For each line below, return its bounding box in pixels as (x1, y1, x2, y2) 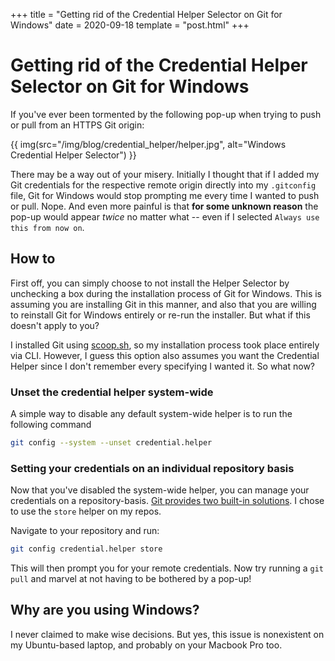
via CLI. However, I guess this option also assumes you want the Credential (10, 349, 320, 361)
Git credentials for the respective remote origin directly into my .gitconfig (10, 179, 317, 191)
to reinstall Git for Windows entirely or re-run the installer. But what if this (10, 309, 311, 321)
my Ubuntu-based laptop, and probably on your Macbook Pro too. (10, 639, 283, 651)
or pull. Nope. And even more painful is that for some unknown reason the (10, 200, 319, 212)
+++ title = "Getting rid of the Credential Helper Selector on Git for (10, 9, 283, 20)
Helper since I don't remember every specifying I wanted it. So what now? (10, 360, 316, 372)
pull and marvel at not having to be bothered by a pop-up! (10, 573, 252, 585)
